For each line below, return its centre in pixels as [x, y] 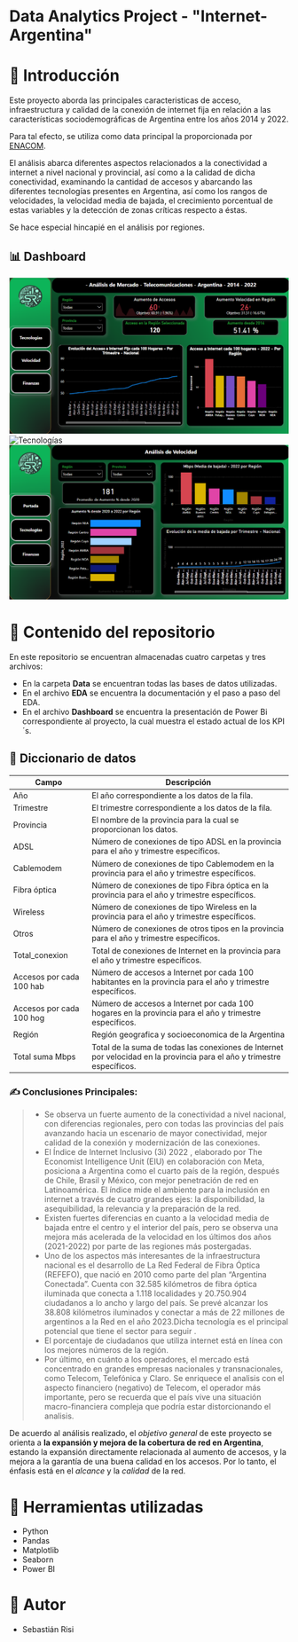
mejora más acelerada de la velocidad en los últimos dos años [158, 1237]
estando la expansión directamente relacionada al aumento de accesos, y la [148, 1452]
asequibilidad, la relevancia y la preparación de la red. [142, 1209]
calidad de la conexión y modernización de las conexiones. [152, 1143]
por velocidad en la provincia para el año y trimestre [186, 1057]
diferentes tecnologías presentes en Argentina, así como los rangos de [138, 192]
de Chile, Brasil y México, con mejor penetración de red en [151, 1181]
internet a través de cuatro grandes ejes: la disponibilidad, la [154, 1199]
